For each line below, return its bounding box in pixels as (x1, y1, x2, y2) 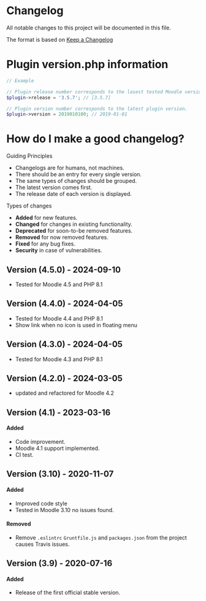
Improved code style (15, 500, 67, 507)
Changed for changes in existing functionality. (15, 220, 133, 228)
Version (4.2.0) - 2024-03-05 (6, 373, 123, 384)
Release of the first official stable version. (15, 589, 121, 596)
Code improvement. (15, 438, 66, 446)
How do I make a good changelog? (6, 132, 185, 146)
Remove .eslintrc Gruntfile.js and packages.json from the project (15, 533, 187, 541)
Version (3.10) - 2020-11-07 (6, 469, 114, 479)
